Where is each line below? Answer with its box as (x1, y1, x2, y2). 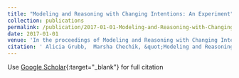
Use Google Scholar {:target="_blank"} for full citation (7, 63, 164, 71)
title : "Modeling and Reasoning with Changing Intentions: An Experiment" (7, 10, 234, 18)
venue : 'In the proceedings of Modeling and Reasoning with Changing (7, 37, 218, 44)
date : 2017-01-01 (7, 30, 59, 38)
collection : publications (7, 17, 84, 24)
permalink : (7, 23, 40, 30)
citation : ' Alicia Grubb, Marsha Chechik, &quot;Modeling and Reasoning (7, 43, 234, 50)
